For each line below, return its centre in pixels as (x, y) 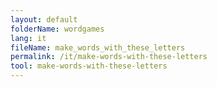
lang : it (28, 38)
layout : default (44, 19)
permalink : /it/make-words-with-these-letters (109, 57)
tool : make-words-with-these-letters (89, 66)
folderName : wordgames (57, 29)
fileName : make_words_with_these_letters (98, 47)
